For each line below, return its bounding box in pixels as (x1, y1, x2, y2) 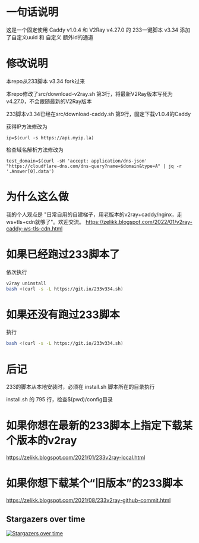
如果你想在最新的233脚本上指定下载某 (6, 419, 193, 432)
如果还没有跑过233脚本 (6, 308, 120, 322)
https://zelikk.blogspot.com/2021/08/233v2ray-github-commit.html (6, 497, 171, 504)
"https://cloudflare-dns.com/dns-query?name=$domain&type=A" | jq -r (6, 163, 182, 169)
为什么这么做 (6, 190, 70, 204)
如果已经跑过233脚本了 (6, 248, 120, 261)
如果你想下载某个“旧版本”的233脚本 (6, 477, 183, 490)
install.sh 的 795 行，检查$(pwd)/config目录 (6, 396, 113, 403)
